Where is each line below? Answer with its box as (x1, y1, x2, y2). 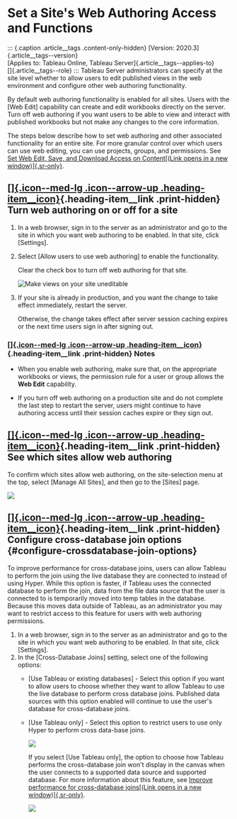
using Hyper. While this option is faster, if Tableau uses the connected (7, 578, 212, 587)
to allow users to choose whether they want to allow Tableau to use (28, 681, 225, 690)
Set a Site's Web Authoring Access (7, 5, 217, 21)
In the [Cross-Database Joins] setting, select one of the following (17, 653, 209, 661)
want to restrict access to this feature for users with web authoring (7, 609, 202, 617)
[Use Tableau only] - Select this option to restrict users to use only (28, 718, 222, 727)
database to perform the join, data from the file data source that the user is (7, 586, 226, 595)
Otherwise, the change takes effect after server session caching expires (17, 314, 229, 323)
